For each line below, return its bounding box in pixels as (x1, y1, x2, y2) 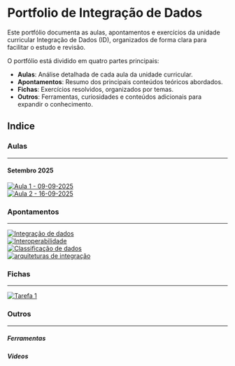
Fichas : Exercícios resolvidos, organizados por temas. (17, 85, 173, 93)
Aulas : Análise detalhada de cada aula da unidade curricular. (17, 70, 194, 79)
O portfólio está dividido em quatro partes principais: (7, 56, 159, 65)
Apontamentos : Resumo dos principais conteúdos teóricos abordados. (17, 77, 223, 86)
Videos (7, 352, 29, 360)
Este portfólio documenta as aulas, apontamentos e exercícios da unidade (7, 28, 220, 36)
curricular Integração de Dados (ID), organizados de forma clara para (7, 35, 207, 43)
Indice (7, 121, 35, 133)
